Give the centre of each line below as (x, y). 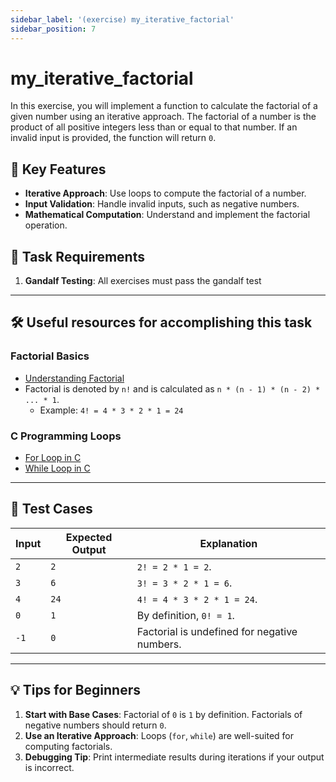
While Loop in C (57, 468)
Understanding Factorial (74, 378)
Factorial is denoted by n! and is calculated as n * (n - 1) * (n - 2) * (172, 388)
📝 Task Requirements (77, 256)
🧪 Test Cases (51, 509)
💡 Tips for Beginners (75, 690)
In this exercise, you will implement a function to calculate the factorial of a (164, 106)
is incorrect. (49, 767)
